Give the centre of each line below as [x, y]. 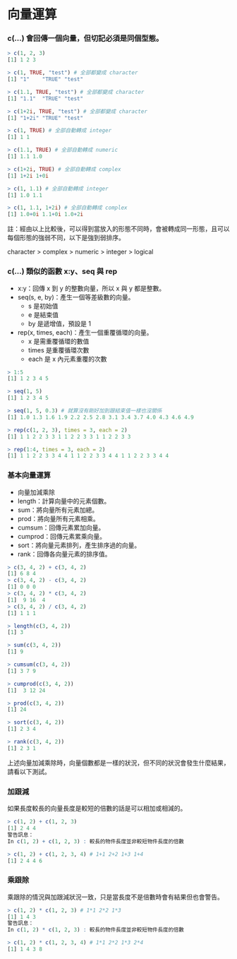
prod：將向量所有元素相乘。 [59, 518]
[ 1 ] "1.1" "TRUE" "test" [45, 99]
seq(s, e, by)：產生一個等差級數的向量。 [76, 297]
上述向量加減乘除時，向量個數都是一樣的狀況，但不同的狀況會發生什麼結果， [119, 763]
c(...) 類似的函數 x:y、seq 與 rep [62, 271]
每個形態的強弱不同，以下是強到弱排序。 [66, 238]
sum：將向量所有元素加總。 [58, 510]
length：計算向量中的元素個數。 [64, 501]
